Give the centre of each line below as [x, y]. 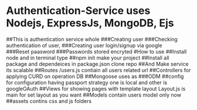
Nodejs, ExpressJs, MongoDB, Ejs [90, 23]
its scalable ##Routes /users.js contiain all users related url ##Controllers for [98, 70]
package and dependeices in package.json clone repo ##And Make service [97, 64]
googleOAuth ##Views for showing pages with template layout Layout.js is [96, 88]
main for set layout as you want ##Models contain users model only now [94, 95]
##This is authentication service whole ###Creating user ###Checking [92, 39]
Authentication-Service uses [78, 11]
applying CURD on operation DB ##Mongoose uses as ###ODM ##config [95, 76]
